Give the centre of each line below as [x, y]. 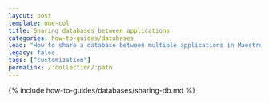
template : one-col [39, 23]
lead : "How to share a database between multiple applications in [121, 46]
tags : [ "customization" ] [50, 61]
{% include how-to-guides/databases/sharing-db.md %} [102, 90]
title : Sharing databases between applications [89, 30]
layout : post [30, 16]
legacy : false [32, 53]
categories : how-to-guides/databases [71, 38]
